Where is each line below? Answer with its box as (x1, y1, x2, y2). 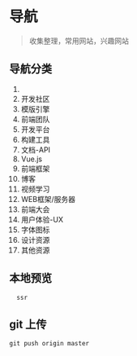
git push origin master (9, 340, 90, 348)
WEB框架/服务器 (20, 194, 76, 204)
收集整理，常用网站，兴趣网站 (28, 36, 129, 46)
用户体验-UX (20, 214, 64, 224)
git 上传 (9, 317, 47, 331)
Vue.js (20, 154, 43, 164)
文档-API (20, 144, 51, 155)
